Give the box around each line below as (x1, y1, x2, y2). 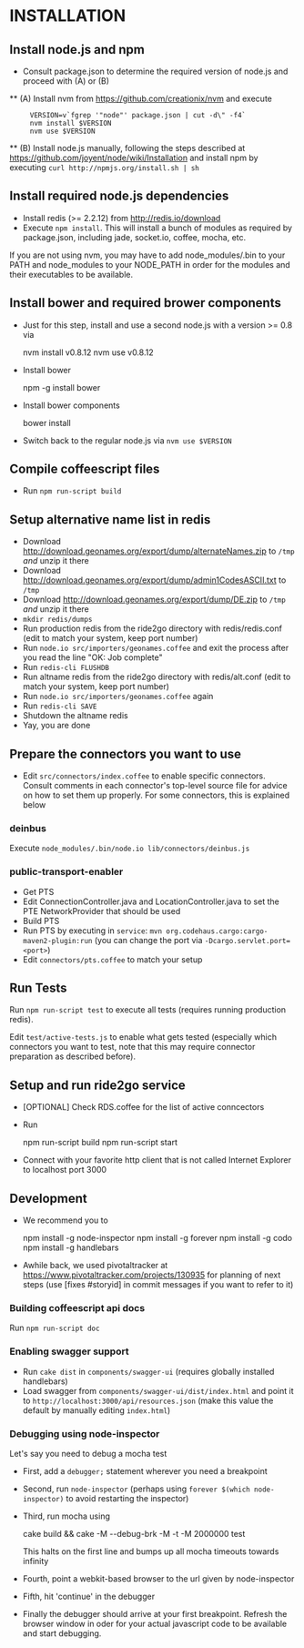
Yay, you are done (22, 720, 91, 731)
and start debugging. (22, 1627, 102, 1639)
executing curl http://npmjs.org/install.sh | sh (9, 162, 200, 173)
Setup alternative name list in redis (9, 512, 211, 527)
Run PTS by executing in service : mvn (22, 925, 162, 936)
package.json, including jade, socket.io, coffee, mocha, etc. (22, 231, 247, 242)
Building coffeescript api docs (9, 1302, 146, 1315)
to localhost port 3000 (22, 1165, 107, 1175)
